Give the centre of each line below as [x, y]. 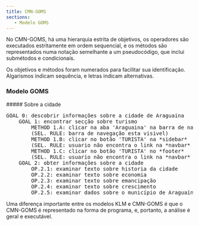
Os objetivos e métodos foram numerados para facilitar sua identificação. [96, 70]
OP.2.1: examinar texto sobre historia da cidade [105, 169]
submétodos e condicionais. [41, 58]
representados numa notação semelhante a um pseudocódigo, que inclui [95, 52]
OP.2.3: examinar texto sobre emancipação [94, 180]
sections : [18, 17]
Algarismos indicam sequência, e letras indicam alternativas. [80, 76]
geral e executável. [29, 216]
